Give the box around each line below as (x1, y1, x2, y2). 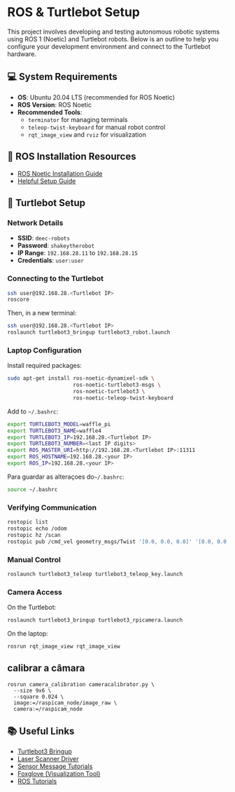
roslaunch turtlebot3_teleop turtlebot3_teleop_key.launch (7, 571, 183, 578)
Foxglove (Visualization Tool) (17, 770, 101, 778)
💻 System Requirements (7, 71, 117, 83)
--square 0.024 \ (13, 693, 64, 700)
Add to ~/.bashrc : (7, 407, 59, 416)
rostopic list (7, 519, 49, 526)
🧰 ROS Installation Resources (7, 151, 136, 163)
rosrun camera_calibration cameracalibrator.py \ (7, 681, 155, 688)
